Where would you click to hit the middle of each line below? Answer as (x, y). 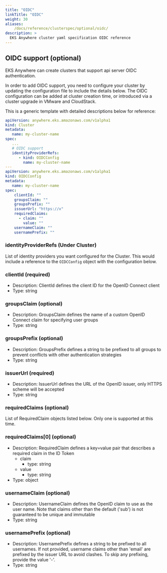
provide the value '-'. (34, 560)
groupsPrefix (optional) (34, 338)
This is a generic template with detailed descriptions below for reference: (80, 111)
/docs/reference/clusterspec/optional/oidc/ (61, 29)
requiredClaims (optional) (37, 407)
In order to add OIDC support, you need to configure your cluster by (75, 85)
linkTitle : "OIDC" (24, 15)
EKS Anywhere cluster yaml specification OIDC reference (70, 38)
